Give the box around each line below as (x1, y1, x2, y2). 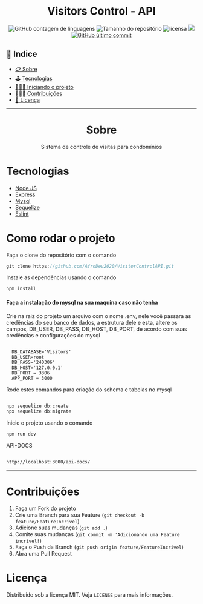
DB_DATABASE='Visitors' (11, 348, 71, 355)
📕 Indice (6, 49, 37, 59)
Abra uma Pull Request (14, 550, 72, 557)
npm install (6, 286, 36, 292)
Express (14, 191, 36, 198)
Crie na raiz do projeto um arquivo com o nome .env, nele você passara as (6, 312, 192, 319)
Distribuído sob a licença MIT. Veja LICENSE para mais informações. (6, 591, 173, 599)
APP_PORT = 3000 (11, 375, 53, 381)
